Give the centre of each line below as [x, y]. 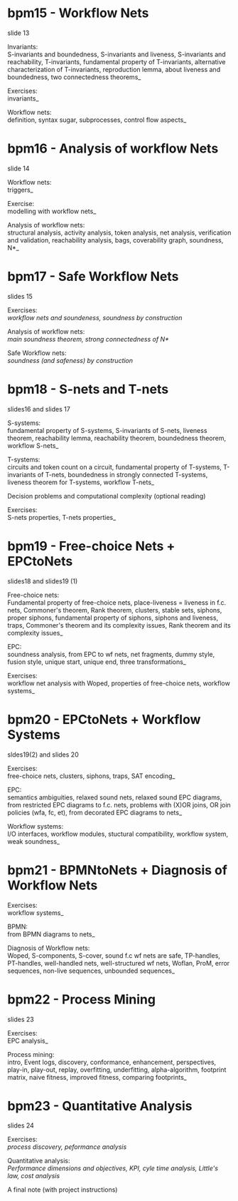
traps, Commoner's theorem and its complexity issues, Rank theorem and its [119, 625]
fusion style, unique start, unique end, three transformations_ [97, 662]
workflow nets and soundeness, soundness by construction [95, 317]
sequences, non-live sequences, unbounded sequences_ [91, 971]
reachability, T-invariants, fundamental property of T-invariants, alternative [117, 61]
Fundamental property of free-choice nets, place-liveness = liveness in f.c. [117, 602]
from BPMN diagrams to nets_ [51, 934]
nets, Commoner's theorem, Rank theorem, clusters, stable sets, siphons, [115, 610]
